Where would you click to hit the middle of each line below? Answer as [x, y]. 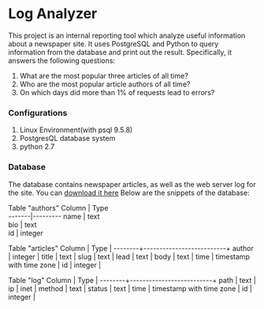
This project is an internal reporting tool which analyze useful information [127, 35]
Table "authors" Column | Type [58, 208]
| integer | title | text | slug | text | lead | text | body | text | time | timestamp [129, 256]
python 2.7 [37, 147]
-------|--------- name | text [54, 216]
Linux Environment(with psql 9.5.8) [76, 130]
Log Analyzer [53, 14]
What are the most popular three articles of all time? [104, 75]
